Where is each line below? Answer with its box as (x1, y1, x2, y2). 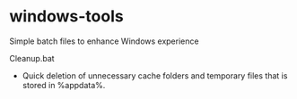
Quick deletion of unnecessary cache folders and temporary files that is (22, 70, 288, 81)
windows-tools (9, 6, 124, 27)
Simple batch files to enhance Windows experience (9, 36, 199, 46)
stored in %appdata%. (22, 79, 106, 90)
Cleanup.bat (9, 53, 56, 63)
